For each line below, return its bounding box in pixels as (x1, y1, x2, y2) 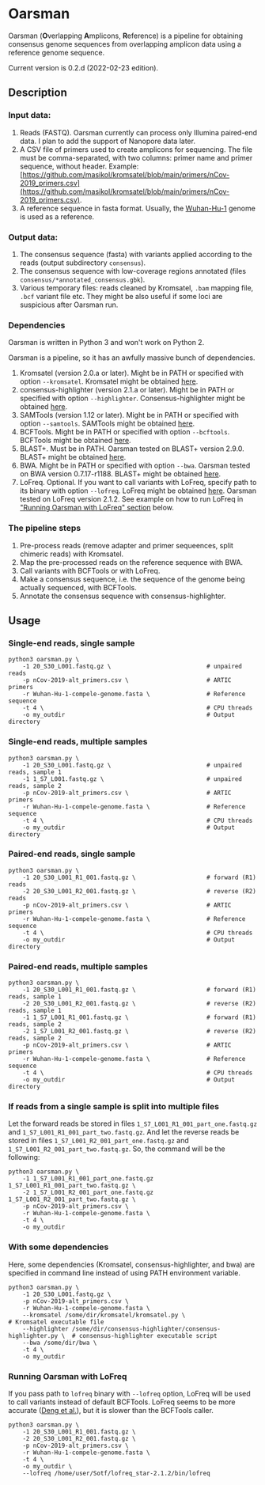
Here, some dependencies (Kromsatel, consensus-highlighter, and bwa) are (8, 1260, 256, 1269)
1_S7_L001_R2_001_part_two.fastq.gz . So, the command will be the (8, 1144, 225, 1154)
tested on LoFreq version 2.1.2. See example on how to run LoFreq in (19, 494, 244, 504)
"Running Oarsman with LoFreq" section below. (19, 503, 174, 513)
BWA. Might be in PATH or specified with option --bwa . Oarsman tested (19, 460, 251, 471)
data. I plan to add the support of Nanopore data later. (19, 136, 196, 146)
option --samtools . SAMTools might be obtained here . (19, 419, 195, 428)
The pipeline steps (8, 523, 81, 534)
